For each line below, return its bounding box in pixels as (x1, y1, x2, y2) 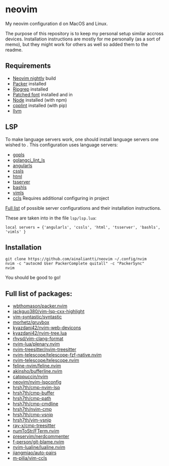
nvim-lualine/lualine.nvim (12, 444, 65, 451)
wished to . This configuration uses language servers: (5, 142, 118, 148)
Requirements (5, 61, 51, 70)
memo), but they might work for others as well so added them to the (5, 41, 148, 47)
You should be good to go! (5, 275, 61, 281)
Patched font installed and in (12, 91, 73, 98)
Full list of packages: (5, 289, 72, 298)
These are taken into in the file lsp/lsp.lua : (5, 215, 97, 221)
